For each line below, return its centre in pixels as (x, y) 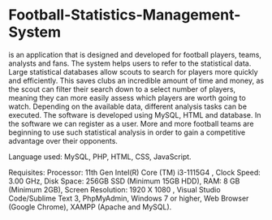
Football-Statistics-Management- (125, 15)
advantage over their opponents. (63, 140)
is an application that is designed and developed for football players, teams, (135, 54)
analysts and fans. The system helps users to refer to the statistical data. (130, 63)
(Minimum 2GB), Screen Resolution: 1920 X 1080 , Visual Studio (114, 189)
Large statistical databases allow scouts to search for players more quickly (133, 71)
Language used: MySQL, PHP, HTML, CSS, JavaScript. (100, 157)
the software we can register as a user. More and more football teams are (131, 123)
